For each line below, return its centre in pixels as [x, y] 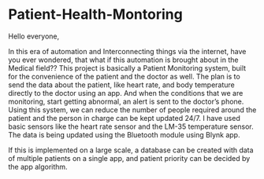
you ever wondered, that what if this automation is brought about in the [123, 60]
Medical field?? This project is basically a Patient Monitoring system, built [127, 68]
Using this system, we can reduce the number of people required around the [132, 110]
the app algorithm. [38, 166]
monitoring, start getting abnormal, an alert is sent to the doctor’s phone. [126, 101]
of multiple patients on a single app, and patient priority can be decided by [129, 158]
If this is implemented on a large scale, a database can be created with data [131, 150]
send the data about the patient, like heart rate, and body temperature [121, 85]
